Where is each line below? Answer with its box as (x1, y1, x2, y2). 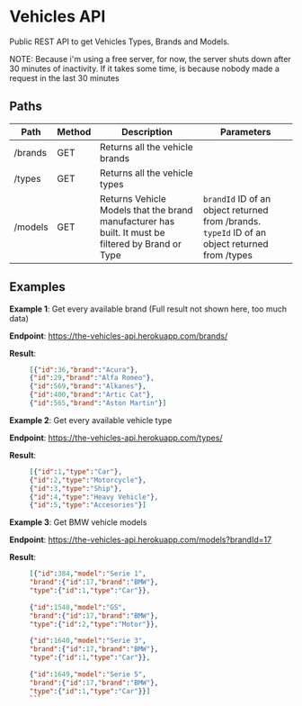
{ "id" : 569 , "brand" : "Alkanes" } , (29, 382, 147, 391)
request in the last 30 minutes (9, 72, 120, 83)
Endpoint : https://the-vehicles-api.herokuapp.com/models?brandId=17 (9, 534, 272, 546)
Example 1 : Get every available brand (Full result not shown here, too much (9, 303, 288, 314)
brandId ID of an (202, 192, 271, 204)
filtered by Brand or (100, 237, 182, 249)
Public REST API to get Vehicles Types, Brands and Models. (9, 36, 230, 47)
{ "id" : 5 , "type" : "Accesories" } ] (29, 501, 147, 510)
